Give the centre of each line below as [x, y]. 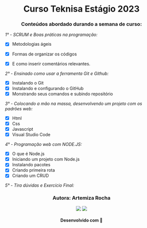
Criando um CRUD [31, 175]
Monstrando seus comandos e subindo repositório [62, 94]
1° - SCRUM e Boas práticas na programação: [51, 35]
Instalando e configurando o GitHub [48, 88]
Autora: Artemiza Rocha [82, 198]
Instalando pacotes [31, 165]
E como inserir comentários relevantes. [51, 64]
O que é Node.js [28, 154]
